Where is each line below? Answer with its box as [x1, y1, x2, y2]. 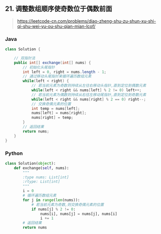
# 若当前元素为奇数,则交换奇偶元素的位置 [31, 202, 104, 207]
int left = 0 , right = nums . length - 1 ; [23, 69, 107, 74]
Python [5, 150, 23, 157]
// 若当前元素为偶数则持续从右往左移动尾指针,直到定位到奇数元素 [31, 92, 146, 97]
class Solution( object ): [5, 161, 56, 166]
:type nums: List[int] [23, 174, 69, 180]
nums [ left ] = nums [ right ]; [31, 110, 87, 116]
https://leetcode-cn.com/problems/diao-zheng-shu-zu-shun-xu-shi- [17, 18, 156, 24]
